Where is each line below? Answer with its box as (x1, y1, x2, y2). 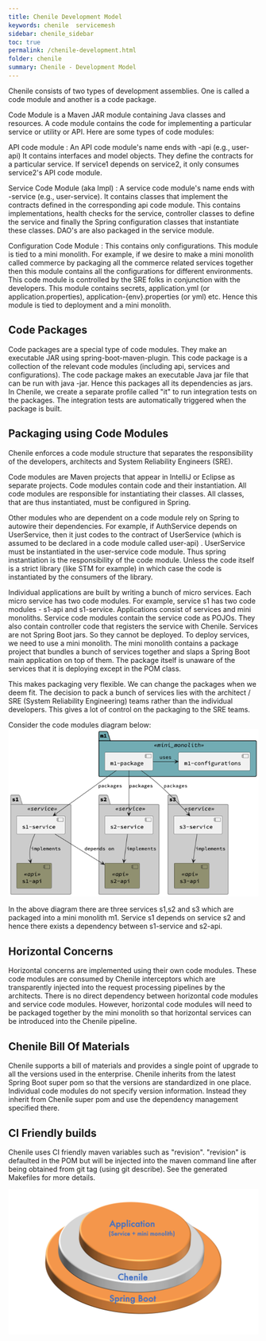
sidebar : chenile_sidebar (8, 29, 94, 37)
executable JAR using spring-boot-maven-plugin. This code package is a (8, 353, 248, 363)
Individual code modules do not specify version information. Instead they (8, 1086, 247, 1096)
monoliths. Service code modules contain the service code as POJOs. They (8, 613, 256, 622)
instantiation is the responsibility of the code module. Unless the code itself (8, 555, 255, 565)
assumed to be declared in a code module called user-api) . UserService (8, 538, 246, 547)
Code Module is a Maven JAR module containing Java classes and (8, 110, 226, 120)
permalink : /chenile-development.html (8, 46, 137, 55)
